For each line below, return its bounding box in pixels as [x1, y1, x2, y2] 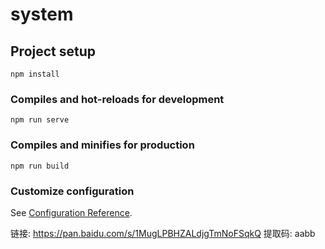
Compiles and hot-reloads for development [10, 92, 225, 106]
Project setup [10, 43, 97, 60]
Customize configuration [10, 184, 135, 198]
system [10, 3, 74, 26]
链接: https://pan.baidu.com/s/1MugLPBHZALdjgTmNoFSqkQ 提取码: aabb [10, 227, 316, 239]
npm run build [10, 161, 70, 171]
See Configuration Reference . [10, 206, 133, 218]
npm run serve [10, 115, 70, 125]
